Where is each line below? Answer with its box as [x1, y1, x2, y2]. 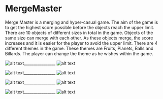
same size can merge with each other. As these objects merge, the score [5, 35, 154, 41]
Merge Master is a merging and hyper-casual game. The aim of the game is [5, 19, 159, 25]
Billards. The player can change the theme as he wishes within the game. [5, 50, 154, 57]
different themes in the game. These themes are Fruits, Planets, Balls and [5, 45, 154, 51]
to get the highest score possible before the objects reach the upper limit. [5, 24, 155, 30]
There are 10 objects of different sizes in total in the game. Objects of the [5, 30, 154, 35]
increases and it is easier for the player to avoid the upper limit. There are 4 [5, 40, 158, 46]
